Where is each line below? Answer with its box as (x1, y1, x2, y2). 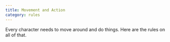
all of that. (5, 32, 27, 38)
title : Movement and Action (5, 7, 66, 13)
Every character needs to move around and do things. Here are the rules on (5, 26, 165, 32)
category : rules (5, 12, 40, 17)
